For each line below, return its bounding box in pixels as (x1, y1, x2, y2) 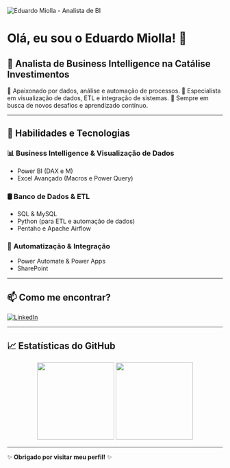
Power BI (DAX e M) (16, 167, 73, 175)
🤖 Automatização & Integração (7, 241, 111, 250)
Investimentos (7, 69, 70, 80)
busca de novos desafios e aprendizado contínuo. (7, 102, 149, 109)
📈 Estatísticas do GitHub (7, 340, 116, 352)
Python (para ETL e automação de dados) (16, 217, 136, 225)
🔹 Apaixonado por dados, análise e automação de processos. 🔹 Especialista (7, 86, 221, 95)
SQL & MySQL (16, 209, 57, 218)
